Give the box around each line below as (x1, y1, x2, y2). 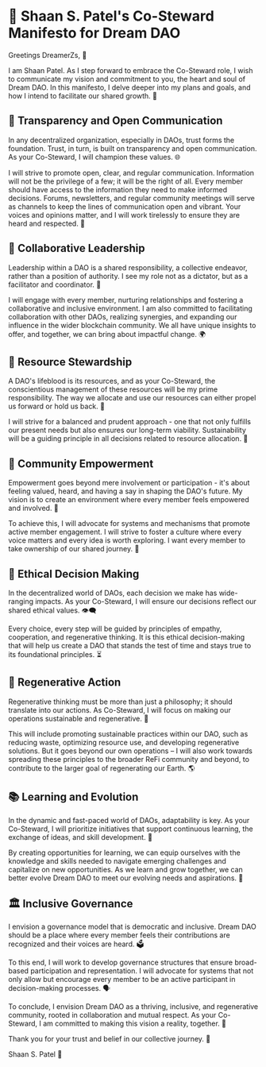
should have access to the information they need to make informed (8, 184, 228, 194)
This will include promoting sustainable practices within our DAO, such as (8, 729, 249, 738)
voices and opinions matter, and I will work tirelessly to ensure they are (8, 210, 241, 219)
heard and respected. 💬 (8, 218, 86, 228)
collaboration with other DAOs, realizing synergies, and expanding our (8, 311, 237, 321)
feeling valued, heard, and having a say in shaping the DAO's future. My (8, 486, 243, 496)
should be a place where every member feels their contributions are (8, 930, 230, 940)
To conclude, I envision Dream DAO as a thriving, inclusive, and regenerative (8, 1002, 259, 1011)
